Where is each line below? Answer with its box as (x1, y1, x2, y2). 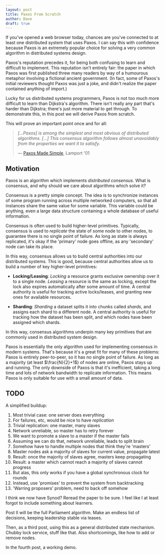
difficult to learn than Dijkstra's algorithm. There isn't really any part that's (5, 100, 155, 106)
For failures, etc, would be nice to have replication (12, 417, 114, 423)
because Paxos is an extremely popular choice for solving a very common (5, 45, 155, 51)
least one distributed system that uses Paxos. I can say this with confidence (5, 40, 159, 46)
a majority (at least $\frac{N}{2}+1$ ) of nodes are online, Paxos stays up (5, 359, 153, 365)
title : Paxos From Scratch (5, 12, 61, 17)
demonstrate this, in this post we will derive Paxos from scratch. (5, 111, 136, 117)
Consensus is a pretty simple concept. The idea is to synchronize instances (5, 193, 159, 198)
